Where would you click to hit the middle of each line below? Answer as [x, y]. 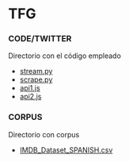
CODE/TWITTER [40, 39]
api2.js [30, 97]
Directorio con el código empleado [64, 56]
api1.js [30, 88]
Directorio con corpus [44, 134]
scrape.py [36, 79]
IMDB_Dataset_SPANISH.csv [66, 150]
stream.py [36, 71]
